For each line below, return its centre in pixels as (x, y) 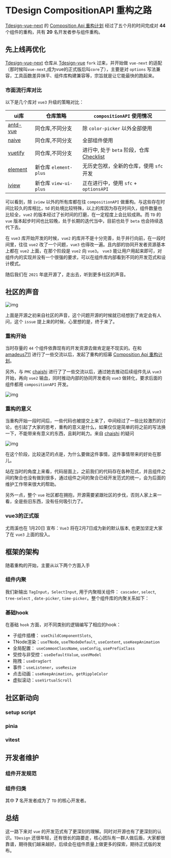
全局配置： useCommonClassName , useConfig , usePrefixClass (74, 648)
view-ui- (62, 184)
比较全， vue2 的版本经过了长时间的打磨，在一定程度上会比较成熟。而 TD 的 (83, 215)
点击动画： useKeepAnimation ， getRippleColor (60, 674)
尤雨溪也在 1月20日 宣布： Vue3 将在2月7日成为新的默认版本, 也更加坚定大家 (84, 528)
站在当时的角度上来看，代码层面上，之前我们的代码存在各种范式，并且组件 (83, 472)
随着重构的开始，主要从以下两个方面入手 (48, 565)
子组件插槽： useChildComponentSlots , (52, 636)
